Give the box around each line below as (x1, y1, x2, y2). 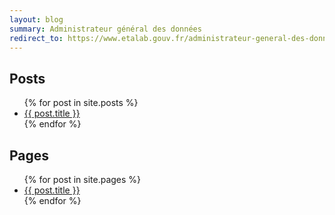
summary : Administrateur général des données (9, 24, 202, 34)
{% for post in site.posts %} (23, 97, 139, 109)
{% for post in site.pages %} (23, 174, 142, 185)
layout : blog (9, 14, 64, 25)
